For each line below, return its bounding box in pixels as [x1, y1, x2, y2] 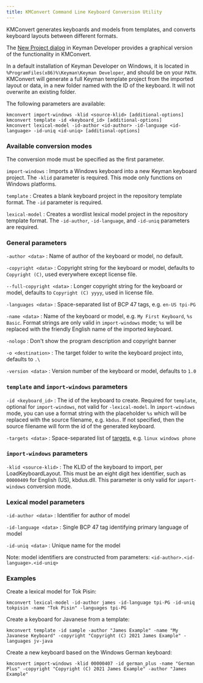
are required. [6, 223, 39, 230]
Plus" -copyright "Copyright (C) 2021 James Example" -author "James [6, 666, 187, 672]
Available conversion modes [6, 141, 93, 150]
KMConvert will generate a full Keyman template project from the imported [6, 75, 194, 82]
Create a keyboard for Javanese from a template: [6, 616, 130, 623]
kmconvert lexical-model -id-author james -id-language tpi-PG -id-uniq [6, 600, 195, 606]
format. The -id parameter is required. [6, 199, 103, 206]
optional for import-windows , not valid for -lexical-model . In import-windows [6, 403, 195, 410]
